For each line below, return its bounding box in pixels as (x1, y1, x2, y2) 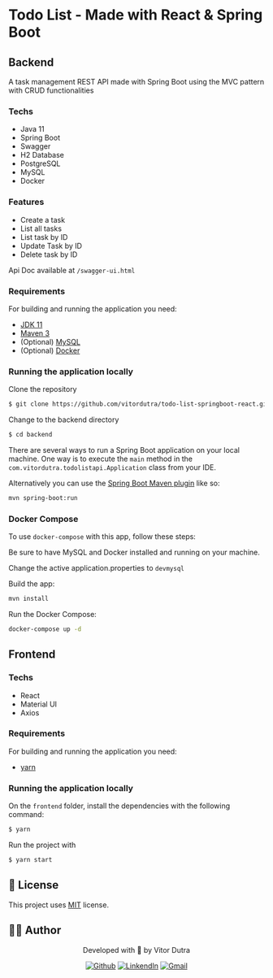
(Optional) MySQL (19, 337, 81, 346)
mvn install (8, 595, 49, 603)
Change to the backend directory (8, 415, 119, 424)
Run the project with (8, 840, 76, 850)
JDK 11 (19, 319, 43, 329)
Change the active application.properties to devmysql (8, 563, 185, 573)
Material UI (19, 699, 58, 709)
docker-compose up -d (8, 624, 82, 633)
